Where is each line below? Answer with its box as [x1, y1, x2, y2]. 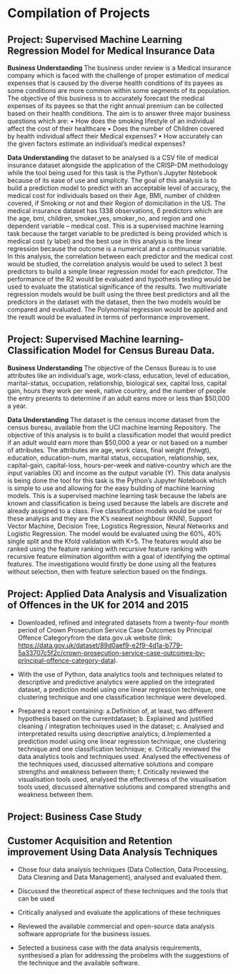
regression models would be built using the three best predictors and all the [7, 290, 230, 298]
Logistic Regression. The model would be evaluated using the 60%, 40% [7, 529, 222, 537]
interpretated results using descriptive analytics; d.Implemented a [17, 729, 211, 737]
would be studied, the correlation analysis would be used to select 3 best [7, 259, 223, 268]
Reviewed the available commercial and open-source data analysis [17, 922, 215, 930]
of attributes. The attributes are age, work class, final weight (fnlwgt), [7, 445, 212, 454]
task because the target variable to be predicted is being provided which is [7, 229, 228, 237]
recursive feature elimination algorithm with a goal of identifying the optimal [7, 552, 230, 560]
